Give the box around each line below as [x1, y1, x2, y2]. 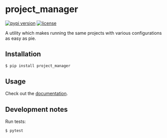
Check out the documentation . [5, 91, 68, 97]
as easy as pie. [5, 35, 36, 41]
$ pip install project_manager [5, 63, 71, 68]
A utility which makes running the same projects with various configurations [5, 30, 162, 36]
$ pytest [5, 128, 24, 133]
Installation [5, 50, 41, 58]
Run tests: [5, 118, 26, 124]
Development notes [5, 105, 68, 114]
